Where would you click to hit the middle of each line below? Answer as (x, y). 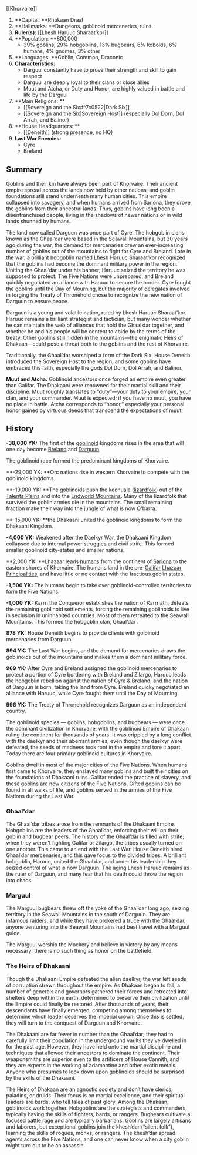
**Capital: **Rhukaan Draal (49, 20)
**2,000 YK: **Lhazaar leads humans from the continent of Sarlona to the (97, 561)
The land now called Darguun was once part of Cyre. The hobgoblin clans (95, 232)
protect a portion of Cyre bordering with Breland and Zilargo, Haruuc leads (96, 674)
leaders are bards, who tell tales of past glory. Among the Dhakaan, (87, 1102)
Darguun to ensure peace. (38, 301)
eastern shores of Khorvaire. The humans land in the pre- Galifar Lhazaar (94, 567)
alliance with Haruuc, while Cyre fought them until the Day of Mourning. (93, 693)
